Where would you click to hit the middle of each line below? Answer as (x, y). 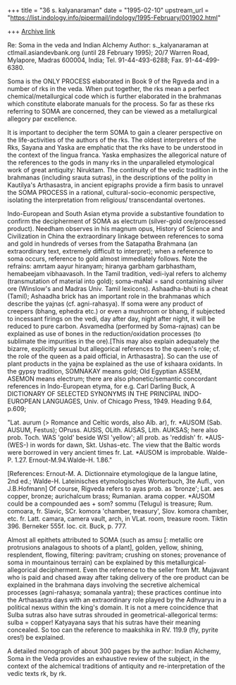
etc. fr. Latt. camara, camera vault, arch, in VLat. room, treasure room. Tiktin (117, 519)
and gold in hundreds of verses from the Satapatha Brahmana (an (103, 244)
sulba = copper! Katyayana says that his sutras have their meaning (104, 622)
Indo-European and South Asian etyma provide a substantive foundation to (116, 214)
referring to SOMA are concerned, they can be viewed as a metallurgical (112, 111)
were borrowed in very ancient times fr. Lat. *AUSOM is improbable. (106, 452)
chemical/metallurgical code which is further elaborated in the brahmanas (114, 96)
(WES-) (18, 445)
